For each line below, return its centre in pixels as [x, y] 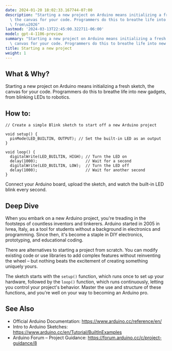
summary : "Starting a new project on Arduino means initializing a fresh [86, 39]
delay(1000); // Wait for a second [71, 161]
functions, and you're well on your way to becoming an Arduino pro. [77, 292]
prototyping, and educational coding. [44, 240]
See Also [20, 309]
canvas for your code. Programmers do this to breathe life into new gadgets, [86, 92]
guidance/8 [25, 343]
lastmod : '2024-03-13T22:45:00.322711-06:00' [55, 29]
